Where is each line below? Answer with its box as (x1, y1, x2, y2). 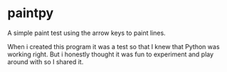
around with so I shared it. (7, 57, 84, 66)
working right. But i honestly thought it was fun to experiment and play (7, 50, 214, 58)
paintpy (7, 5, 54, 21)
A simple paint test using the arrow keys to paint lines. (7, 29, 166, 37)
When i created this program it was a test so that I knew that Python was (7, 42, 220, 51)
